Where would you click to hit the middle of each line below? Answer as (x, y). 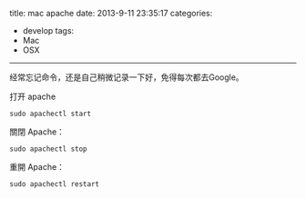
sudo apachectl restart (55, 184)
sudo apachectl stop (49, 149)
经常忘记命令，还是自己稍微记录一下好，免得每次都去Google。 (127, 77)
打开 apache (33, 96)
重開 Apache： (37, 167)
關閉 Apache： (37, 132)
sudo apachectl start (51, 114)
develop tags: (48, 30)
